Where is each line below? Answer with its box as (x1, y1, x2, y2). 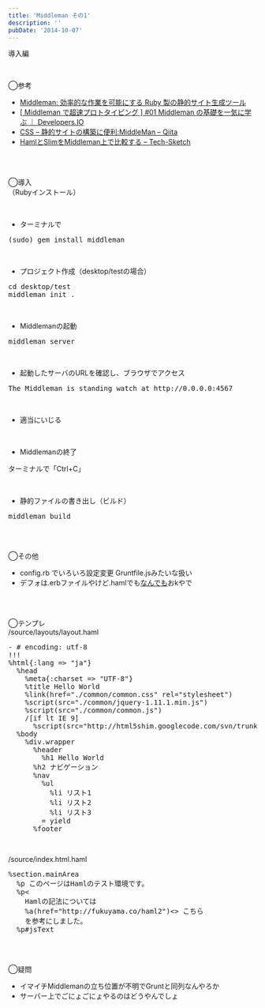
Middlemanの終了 (19, 447, 77, 457)
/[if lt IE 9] (24, 714, 80, 723)
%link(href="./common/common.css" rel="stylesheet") (24, 690, 233, 699)
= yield (41, 817, 71, 826)
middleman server (8, 337, 75, 346)
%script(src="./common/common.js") (24, 706, 162, 715)
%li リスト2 (50, 799, 92, 807)
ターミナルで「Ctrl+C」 (8, 464, 85, 474)
